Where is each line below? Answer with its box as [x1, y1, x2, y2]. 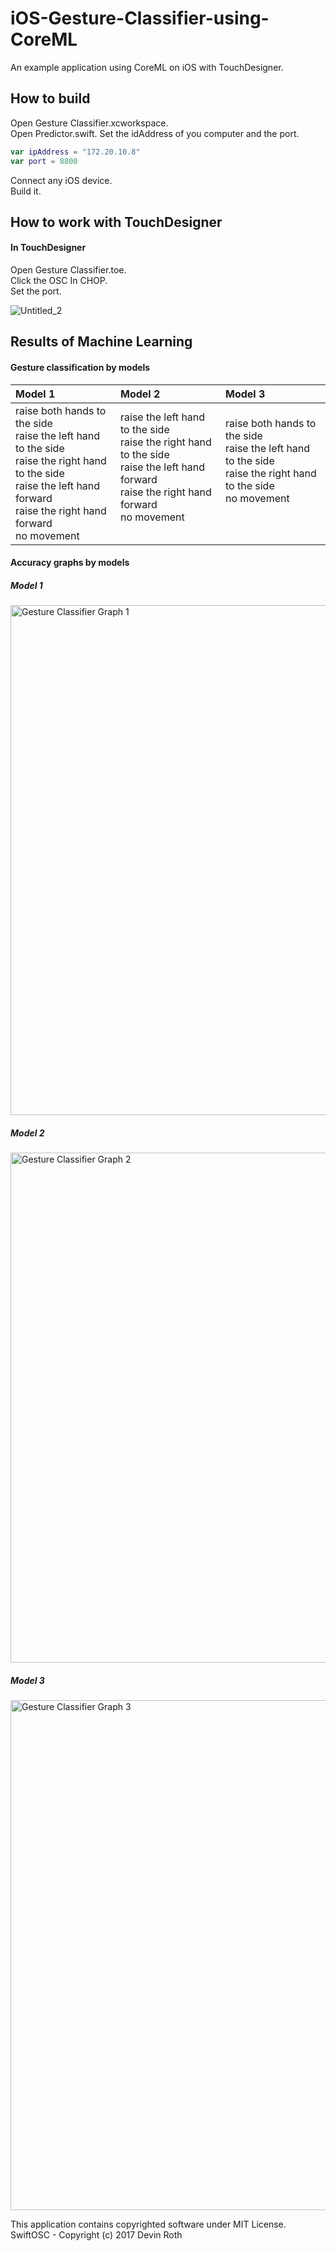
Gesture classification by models [10, 362, 151, 374]
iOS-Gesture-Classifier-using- [10, 7, 270, 30]
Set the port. [10, 285, 62, 297]
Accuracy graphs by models [10, 557, 130, 569]
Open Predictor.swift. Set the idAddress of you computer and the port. [10, 127, 300, 139]
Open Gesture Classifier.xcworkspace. [10, 117, 169, 129]
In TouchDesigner [10, 242, 87, 254]
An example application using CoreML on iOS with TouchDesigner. [10, 61, 284, 73]
